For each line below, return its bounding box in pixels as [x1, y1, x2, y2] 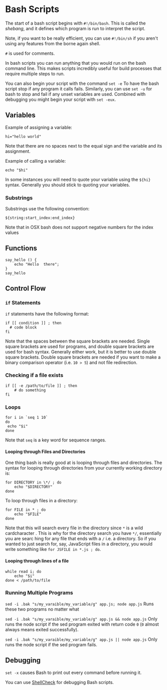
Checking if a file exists [5, 372, 64, 379]
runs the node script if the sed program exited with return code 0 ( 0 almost [5, 621, 159, 627]
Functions [5, 244, 38, 253]
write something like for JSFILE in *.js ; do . [5, 546, 101, 552]
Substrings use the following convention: [5, 206, 90, 212]
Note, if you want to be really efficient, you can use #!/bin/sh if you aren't [5, 35, 158, 41]
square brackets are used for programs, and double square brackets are [5, 343, 154, 350]
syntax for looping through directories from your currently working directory [5, 465, 162, 471]
